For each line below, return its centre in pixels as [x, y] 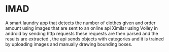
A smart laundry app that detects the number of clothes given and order [80, 23]
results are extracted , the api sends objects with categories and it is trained [84, 39]
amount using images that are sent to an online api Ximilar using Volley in [82, 28]
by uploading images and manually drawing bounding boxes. [69, 44]
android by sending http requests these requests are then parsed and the [82, 33]
